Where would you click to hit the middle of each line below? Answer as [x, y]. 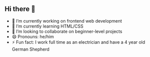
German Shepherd [31, 49]
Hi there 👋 [20, 9]
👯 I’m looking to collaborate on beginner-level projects [67, 31]
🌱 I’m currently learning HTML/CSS [48, 26]
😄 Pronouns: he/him [33, 36]
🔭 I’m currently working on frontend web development [67, 21]
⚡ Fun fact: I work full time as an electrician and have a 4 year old [78, 42]
